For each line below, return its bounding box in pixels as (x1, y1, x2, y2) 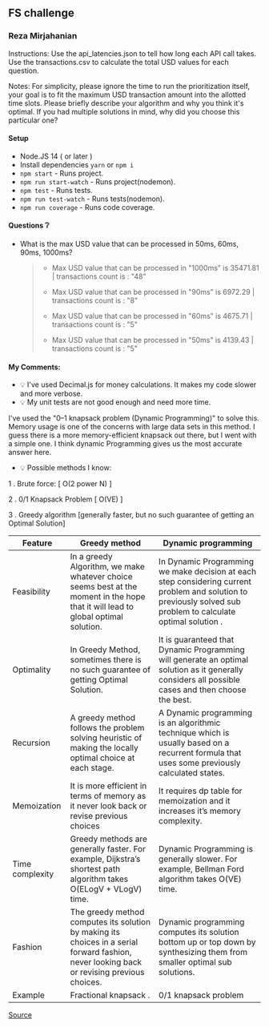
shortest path (70, 864, 121, 875)
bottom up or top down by (159, 936, 256, 948)
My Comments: (8, 362, 62, 372)
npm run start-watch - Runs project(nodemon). (19, 176, 176, 187)
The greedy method (70, 907, 145, 918)
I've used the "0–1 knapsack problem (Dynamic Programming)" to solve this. (8, 413, 260, 423)
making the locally (70, 743, 139, 754)
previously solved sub (159, 596, 242, 607)
